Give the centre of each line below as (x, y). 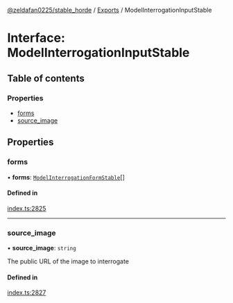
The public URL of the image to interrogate (68, 261)
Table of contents (46, 78)
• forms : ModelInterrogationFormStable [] (66, 177)
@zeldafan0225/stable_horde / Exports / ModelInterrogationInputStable (110, 10)
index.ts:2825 (27, 208)
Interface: (36, 38)
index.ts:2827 (27, 293)
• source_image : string (42, 248)
